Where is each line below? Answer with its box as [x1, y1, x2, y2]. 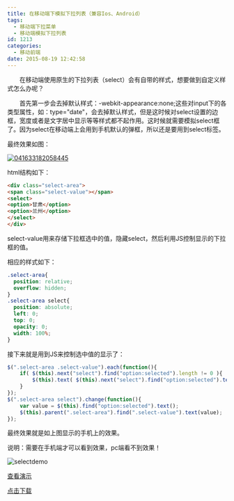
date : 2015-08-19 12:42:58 [7, 56, 86, 63]
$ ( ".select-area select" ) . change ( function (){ [7, 396, 141, 403]
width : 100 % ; [13, 330, 52, 337]
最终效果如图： [7, 140, 50, 148]
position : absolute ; [13, 304, 73, 311]
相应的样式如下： [7, 257, 56, 266]
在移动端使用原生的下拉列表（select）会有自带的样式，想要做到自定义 [19, 75, 220, 83]
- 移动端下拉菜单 [13, 23, 56, 30]
